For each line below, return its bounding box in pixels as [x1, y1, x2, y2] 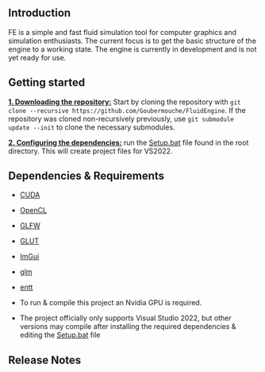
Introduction [8, 6, 71, 20]
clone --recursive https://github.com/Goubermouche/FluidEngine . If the [8, 105, 246, 114]
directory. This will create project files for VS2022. [8, 146, 173, 156]
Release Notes [8, 353, 82, 366]
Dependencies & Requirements [8, 169, 165, 183]
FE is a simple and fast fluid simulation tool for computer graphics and [8, 27, 236, 37]
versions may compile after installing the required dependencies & [19, 322, 236, 331]
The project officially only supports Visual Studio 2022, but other [19, 313, 232, 323]
